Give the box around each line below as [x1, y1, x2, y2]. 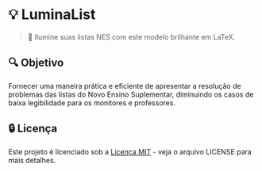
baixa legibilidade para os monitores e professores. [8, 97, 176, 108]
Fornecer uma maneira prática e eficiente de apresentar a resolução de [8, 81, 241, 90]
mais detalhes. [8, 155, 56, 165]
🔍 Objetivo [8, 56, 64, 70]
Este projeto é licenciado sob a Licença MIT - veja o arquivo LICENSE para [8, 146, 252, 156]
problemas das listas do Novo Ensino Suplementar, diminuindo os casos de [8, 89, 254, 99]
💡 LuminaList [8, 6, 96, 24]
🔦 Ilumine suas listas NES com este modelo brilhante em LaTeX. [27, 32, 236, 41]
